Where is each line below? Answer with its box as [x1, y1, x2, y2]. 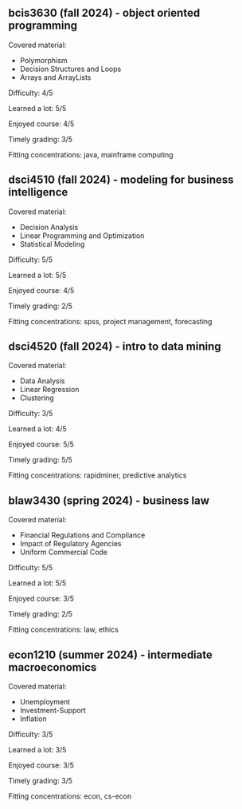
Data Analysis [19, 376, 65, 386]
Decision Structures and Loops [19, 64, 122, 73]
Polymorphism [19, 55, 68, 65]
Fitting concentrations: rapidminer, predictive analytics [8, 470, 187, 480]
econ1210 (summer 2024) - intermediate [8, 648, 213, 661]
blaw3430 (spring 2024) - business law [8, 494, 209, 507]
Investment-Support [19, 706, 86, 716]
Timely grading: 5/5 [8, 455, 73, 465]
